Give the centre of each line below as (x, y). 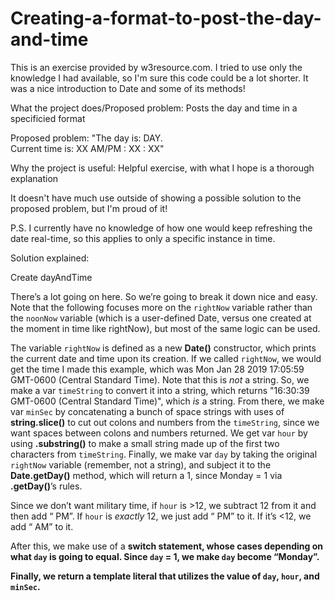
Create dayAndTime (51, 277)
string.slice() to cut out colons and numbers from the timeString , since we (165, 422)
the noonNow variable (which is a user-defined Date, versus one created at (161, 318)
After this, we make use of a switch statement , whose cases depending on (166, 546)
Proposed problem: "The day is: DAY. (86, 138)
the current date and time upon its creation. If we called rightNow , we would (166, 358)
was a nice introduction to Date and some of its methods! (128, 88)
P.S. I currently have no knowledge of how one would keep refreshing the (161, 228)
